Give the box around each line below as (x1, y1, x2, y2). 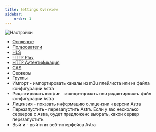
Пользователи (12, 44, 43, 50)
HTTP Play (12, 55, 34, 60)
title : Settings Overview (5, 7, 58, 12)
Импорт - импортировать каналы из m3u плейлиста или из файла (12, 80, 150, 86)
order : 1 (14, 16, 32, 21)
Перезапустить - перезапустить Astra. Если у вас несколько (12, 106, 139, 112)
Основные (12, 39, 34, 45)
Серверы (12, 70, 32, 76)
